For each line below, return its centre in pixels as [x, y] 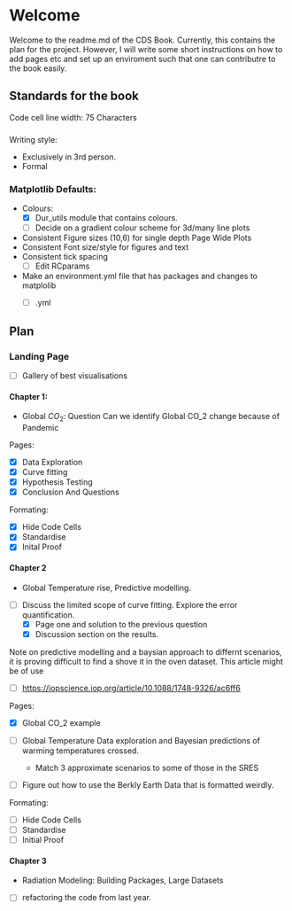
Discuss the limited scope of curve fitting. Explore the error [130, 604]
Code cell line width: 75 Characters [73, 117]
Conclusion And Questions [70, 492]
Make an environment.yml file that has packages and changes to [140, 276]
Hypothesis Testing [57, 482]
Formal [35, 166]
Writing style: [33, 139]
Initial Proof [43, 840]
